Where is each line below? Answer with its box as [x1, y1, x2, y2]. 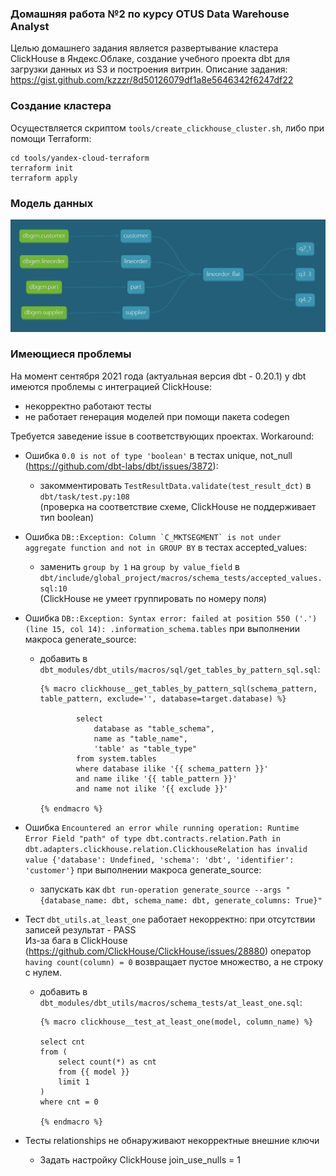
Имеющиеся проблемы [10, 347, 132, 361]
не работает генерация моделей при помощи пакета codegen [24, 410, 290, 422]
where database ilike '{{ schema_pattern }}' [75, 763, 269, 774]
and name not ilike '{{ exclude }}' [75, 783, 229, 794]
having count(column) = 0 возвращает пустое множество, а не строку [24, 955, 324, 967]
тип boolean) [39, 511, 95, 523]
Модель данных [10, 196, 94, 210]
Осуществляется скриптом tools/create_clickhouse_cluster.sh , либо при [10, 122, 325, 134]
